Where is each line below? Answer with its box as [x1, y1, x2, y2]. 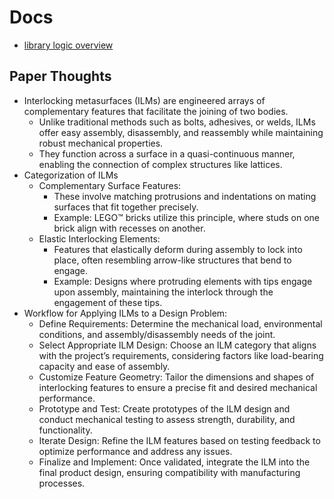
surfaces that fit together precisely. [53, 201, 199, 213]
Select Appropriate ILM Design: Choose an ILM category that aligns [38, 339, 317, 351]
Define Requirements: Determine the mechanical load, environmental [38, 317, 323, 330]
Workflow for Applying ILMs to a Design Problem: [23, 307, 228, 319]
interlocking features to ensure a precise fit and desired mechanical [38, 381, 318, 393]
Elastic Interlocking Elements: [38, 232, 161, 245]
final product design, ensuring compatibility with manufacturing [38, 466, 301, 478]
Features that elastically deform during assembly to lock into [53, 243, 303, 255]
